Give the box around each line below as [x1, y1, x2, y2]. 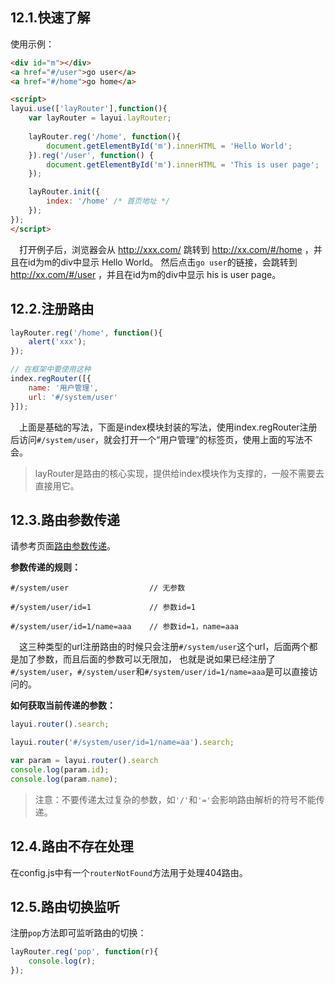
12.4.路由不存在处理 [10, 838, 134, 855]
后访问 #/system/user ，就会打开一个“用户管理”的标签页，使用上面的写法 [10, 433, 305, 445]
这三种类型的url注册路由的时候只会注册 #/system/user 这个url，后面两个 [19, 641, 310, 653]
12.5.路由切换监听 [10, 898, 120, 915]
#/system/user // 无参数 [10, 583, 186, 593]
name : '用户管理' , [28, 383, 99, 393]
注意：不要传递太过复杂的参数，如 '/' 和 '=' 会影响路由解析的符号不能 [34, 793, 317, 805]
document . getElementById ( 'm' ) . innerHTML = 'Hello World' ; [46, 141, 293, 151]
